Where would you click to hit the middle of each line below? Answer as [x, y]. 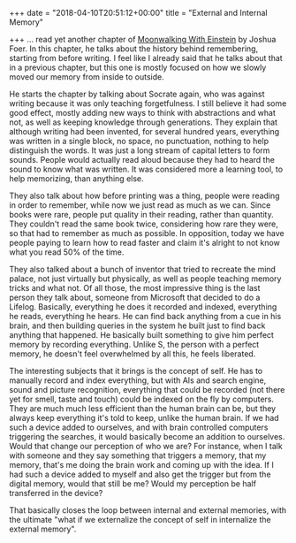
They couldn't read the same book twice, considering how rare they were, [144, 224]
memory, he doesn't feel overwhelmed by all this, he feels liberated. [133, 354]
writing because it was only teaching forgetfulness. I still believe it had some [148, 103]
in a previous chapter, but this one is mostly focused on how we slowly [138, 67]
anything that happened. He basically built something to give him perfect [141, 335]
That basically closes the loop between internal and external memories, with [148, 510]
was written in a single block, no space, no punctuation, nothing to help [139, 141]
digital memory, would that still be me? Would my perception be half [133, 484]
